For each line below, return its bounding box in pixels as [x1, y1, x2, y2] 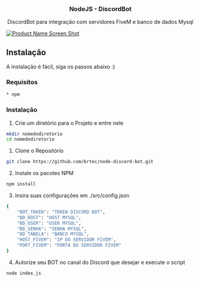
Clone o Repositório [14, 147, 64, 154]
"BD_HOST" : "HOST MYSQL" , [17, 214, 82, 220]
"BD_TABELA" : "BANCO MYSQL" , [17, 231, 90, 237]
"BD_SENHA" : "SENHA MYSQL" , [17, 226, 87, 232]
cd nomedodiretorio [6, 136, 55, 142]
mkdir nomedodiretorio [6, 131, 63, 137]
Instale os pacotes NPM [14, 170, 74, 177]
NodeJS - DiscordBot [69, 5, 132, 13]
